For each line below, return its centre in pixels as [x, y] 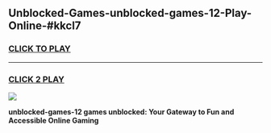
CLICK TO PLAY [40, 49]
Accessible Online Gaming [54, 120]
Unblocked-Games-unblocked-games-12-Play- [130, 13]
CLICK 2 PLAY [36, 79]
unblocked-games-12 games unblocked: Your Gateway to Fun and [121, 111]
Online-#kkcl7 [45, 26]
